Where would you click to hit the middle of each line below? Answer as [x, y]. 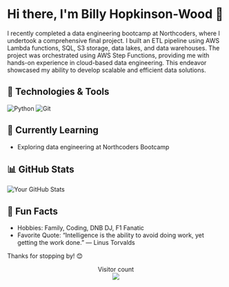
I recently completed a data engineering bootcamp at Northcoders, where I [114, 33]
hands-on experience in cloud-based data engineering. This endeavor [107, 62]
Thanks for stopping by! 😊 [45, 256]
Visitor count [116, 270]
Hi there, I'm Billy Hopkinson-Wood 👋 [116, 14]
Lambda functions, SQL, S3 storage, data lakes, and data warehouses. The [113, 48]
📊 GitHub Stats [41, 169]
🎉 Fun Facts [33, 211]
